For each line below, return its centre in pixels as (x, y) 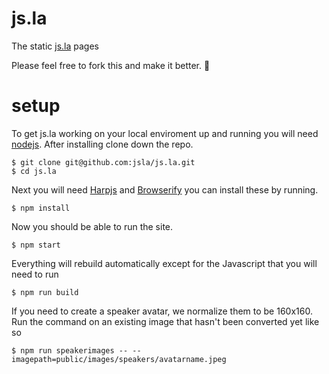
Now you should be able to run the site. (92, 226)
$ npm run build (45, 292)
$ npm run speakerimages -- (70, 350)
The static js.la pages (55, 46)
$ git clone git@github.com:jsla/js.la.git (103, 162)
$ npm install (41, 208)
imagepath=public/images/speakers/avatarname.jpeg (119, 359)
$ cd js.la (34, 171)
